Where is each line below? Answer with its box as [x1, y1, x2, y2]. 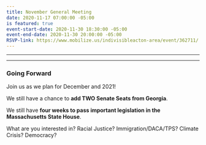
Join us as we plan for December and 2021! [6, 83, 116, 91]
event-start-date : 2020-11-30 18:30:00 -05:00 [6, 26, 128, 32]
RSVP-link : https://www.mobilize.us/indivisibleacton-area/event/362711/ [6, 37, 199, 43]
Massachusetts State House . [6, 113, 82, 121]
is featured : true [6, 20, 53, 26]
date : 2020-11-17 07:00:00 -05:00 [6, 15, 95, 21]
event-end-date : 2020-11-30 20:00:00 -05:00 [6, 32, 122, 38]
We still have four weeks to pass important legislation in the [6, 106, 161, 114]
